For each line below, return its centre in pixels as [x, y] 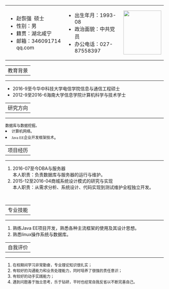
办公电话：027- [94, 44]
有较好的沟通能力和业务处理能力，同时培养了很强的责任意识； [67, 271]
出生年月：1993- [96, 15]
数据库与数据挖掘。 [22, 126]
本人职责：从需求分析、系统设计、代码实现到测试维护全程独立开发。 [83, 187]
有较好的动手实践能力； [33, 276]
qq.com [25, 47]
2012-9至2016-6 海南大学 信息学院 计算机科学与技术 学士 [69, 95]
